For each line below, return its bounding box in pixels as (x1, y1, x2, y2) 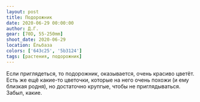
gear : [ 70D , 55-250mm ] (6, 31, 63, 37)
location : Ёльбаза (6, 43, 52, 49)
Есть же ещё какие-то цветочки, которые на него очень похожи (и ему (6, 76, 189, 83)
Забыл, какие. (6, 89, 42, 96)
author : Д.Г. (6, 25, 39, 32)
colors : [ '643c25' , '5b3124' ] (6, 48, 83, 54)
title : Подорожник (6, 14, 52, 20)
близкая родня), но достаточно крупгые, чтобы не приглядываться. (6, 82, 181, 90)
